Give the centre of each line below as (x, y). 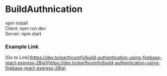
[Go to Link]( (18, 57)
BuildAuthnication (44, 9)
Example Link (22, 46)
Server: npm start (23, 33)
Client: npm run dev (26, 28)
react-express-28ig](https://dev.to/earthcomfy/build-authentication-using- (83, 63)
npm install (17, 23)
